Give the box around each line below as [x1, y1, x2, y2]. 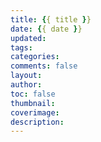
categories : [10, 52, 60, 62]
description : [10, 117, 65, 127]
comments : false [10, 61, 78, 71]
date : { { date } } [10, 24, 83, 34]
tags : [10, 42, 33, 53]
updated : [10, 33, 47, 43]
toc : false [10, 89, 56, 99]
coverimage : [10, 107, 60, 118]
